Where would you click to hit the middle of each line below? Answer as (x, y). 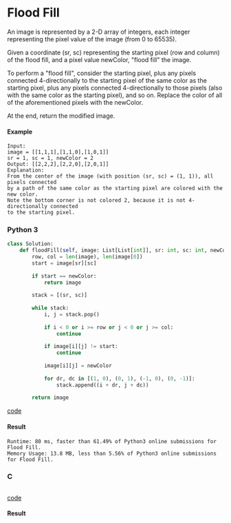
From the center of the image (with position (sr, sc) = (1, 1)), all (110, 176)
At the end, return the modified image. (61, 116)
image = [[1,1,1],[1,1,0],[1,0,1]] (58, 152)
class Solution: (30, 244)
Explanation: (26, 170)
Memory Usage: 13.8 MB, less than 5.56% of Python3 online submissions (112, 453)
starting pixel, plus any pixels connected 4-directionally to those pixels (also (115, 88)
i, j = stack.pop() (71, 315)
